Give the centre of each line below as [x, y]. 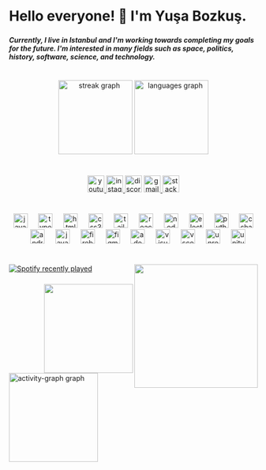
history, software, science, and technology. [82, 57]
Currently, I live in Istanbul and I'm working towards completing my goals [132, 40]
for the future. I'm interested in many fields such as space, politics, [122, 49]
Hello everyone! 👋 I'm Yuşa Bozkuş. [128, 16]
